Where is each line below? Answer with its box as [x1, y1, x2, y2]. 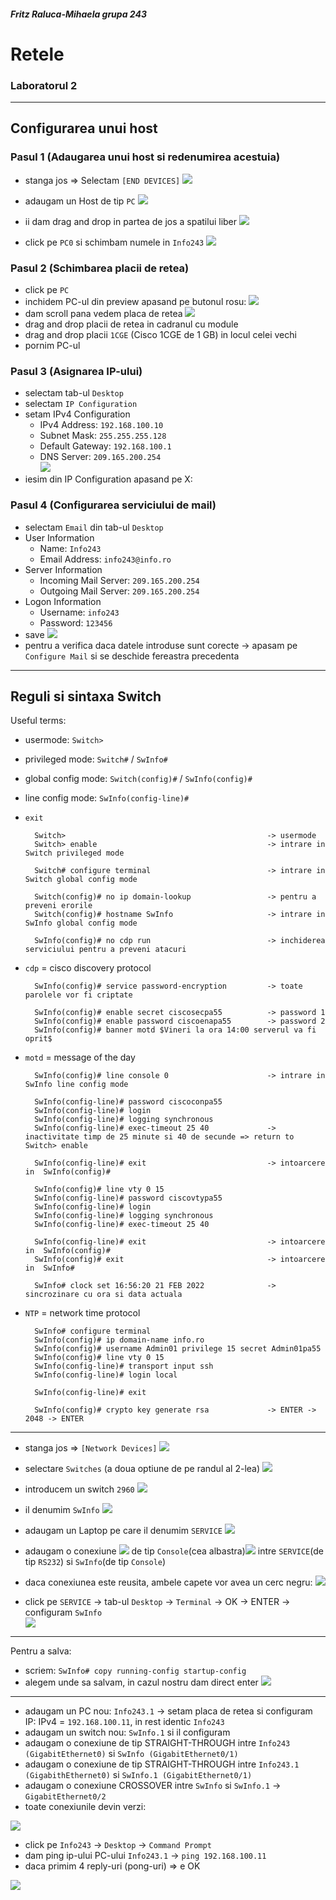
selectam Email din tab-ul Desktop [24, 521, 164, 533]
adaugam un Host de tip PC [24, 195, 136, 207]
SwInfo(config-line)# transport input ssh [34, 1361, 214, 1372]
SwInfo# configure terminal [34, 1326, 152, 1337]
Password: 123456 [39, 616, 113, 629]
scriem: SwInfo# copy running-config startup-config [24, 1665, 247, 1677]
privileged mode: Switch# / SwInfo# [24, 753, 168, 765]
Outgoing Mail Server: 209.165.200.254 [39, 585, 200, 597]
